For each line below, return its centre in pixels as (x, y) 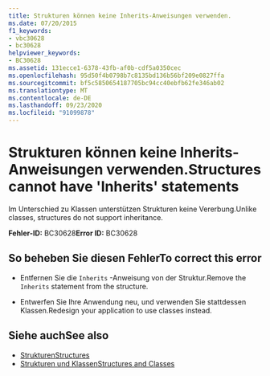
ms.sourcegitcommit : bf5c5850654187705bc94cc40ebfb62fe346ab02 (117, 83)
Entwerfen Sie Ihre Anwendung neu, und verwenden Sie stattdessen (133, 301)
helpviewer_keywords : (45, 53)
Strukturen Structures (55, 355)
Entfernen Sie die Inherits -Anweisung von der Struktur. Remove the (133, 277)
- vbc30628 (27, 38)
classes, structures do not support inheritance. (86, 217)
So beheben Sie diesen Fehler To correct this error (135, 258)
